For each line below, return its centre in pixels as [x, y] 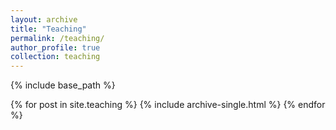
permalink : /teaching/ [57, 38]
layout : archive [44, 19]
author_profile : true [55, 47]
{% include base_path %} [63, 85]
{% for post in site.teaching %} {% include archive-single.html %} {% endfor [168, 105]
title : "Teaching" [48, 29]
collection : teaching [55, 57]
